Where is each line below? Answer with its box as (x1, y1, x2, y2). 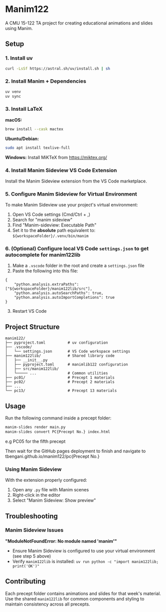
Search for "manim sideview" (12, 217, 73, 223)
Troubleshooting (5, 512, 58, 520)
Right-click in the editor (12, 492, 61, 498)
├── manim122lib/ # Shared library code (5, 353, 115, 359)
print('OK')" (12, 564, 40, 569)
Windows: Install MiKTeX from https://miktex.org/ (5, 154, 107, 160)
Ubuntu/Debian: (5, 136, 39, 142)
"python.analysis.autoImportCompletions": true (14, 295, 115, 300)
